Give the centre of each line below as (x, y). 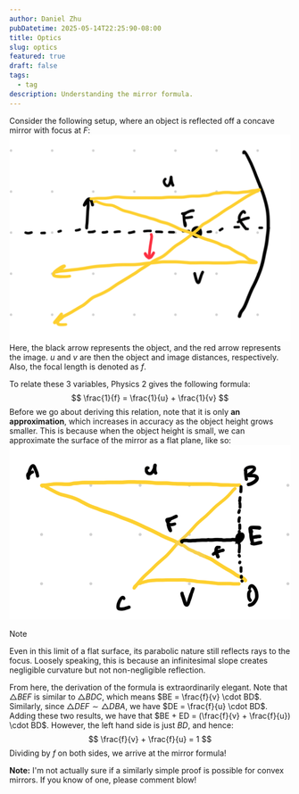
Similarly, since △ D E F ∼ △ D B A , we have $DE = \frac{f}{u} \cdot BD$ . (138, 706)
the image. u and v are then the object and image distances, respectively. (144, 357)
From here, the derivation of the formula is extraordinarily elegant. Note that (149, 687)
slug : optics (33, 47)
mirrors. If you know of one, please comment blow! (103, 780)
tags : (19, 76)
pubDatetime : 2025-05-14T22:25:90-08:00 (86, 28)
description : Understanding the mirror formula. (101, 94)
